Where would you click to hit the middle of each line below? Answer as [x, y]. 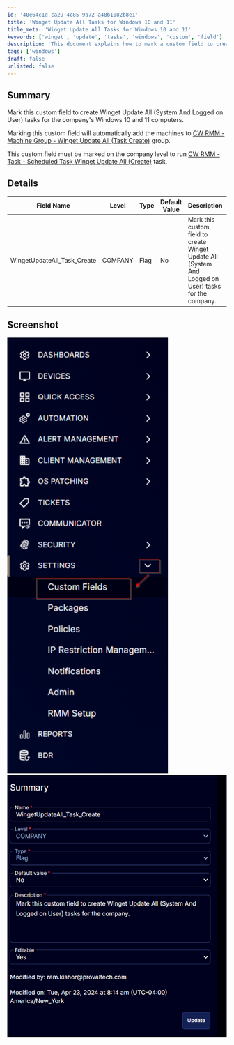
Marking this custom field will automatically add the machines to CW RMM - [116, 133]
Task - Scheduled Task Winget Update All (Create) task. [87, 161]
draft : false [26, 59]
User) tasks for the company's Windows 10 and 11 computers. [96, 119]
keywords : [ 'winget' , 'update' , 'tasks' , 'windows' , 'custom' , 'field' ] [115, 37]
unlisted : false [31, 66]
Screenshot [33, 325]
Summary [29, 95]
